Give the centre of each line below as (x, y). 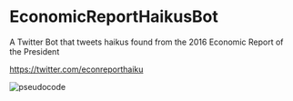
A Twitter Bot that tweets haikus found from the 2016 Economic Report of (146, 42)
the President (35, 51)
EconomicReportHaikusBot (114, 17)
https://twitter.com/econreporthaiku (76, 69)
